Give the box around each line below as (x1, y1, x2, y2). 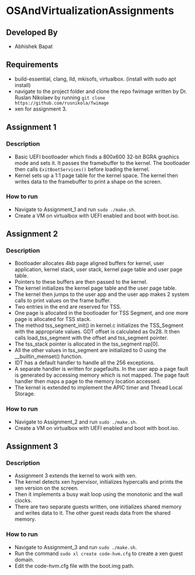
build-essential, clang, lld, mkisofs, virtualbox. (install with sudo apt (14, 75, 176, 82)
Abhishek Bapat (14, 43, 53, 50)
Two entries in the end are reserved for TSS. (14, 303, 121, 311)
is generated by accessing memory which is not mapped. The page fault (14, 371, 189, 378)
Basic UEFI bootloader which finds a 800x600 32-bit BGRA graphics (14, 153, 179, 160)
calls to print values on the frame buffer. (14, 297, 111, 304)
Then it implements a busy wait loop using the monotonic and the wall (14, 491, 183, 498)
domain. (14, 556, 34, 563)
